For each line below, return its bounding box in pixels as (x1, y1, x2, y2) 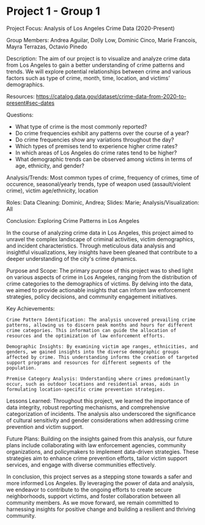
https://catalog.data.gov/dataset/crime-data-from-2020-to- (35, 93, 187, 100)
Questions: (6, 111, 34, 118)
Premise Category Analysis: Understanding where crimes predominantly (6, 376, 190, 382)
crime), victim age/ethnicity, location (6, 187, 99, 194)
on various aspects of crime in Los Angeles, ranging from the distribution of (6, 273, 197, 281)
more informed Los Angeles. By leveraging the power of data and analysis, (6, 479, 195, 486)
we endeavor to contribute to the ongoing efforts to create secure (6, 486, 173, 493)
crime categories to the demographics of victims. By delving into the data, (6, 280, 193, 287)
